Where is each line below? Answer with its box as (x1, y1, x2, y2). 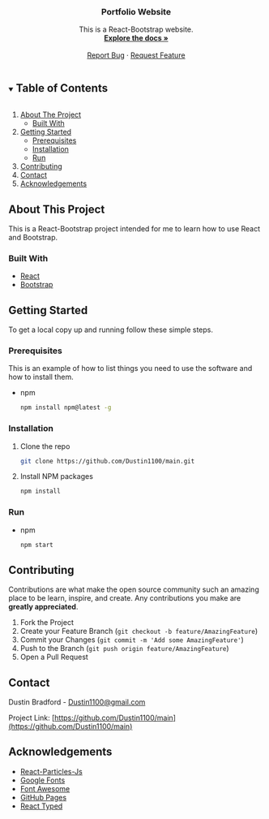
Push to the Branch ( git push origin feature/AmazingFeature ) (19, 644, 229, 653)
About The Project (19, 110, 82, 119)
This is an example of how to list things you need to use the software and (8, 364, 253, 373)
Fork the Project (19, 618, 75, 627)
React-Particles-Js (19, 766, 83, 776)
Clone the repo (19, 441, 70, 451)
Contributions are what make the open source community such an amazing (8, 584, 259, 594)
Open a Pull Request (19, 652, 89, 662)
